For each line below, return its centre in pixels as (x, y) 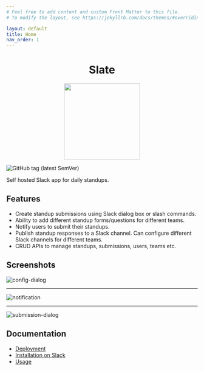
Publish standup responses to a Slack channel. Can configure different (103, 233)
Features (23, 199)
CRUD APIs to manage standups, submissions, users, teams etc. (96, 246)
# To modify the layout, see (43, 18)
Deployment (30, 348)
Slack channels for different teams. (59, 239)
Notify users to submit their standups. (62, 226)
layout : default (27, 29)
